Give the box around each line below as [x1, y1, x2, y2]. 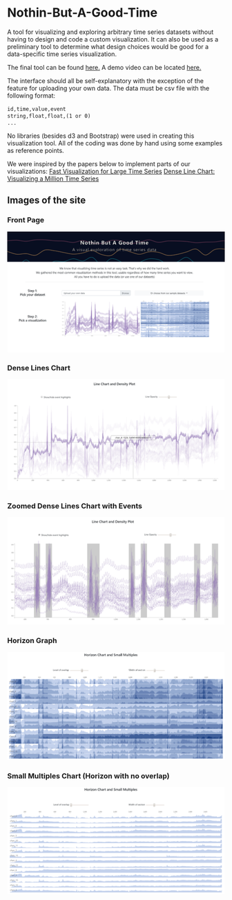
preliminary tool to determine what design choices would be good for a [7, 42, 209, 51]
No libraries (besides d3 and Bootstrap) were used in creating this [7, 132, 195, 140]
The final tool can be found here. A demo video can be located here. [7, 63, 202, 71]
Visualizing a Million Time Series [7, 174, 99, 183]
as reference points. [7, 146, 64, 154]
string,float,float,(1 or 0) [7, 112, 91, 119]
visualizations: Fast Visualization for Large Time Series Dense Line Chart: [7, 167, 215, 175]
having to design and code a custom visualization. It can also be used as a [7, 35, 219, 43]
